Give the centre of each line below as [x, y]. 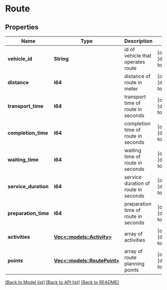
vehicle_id [20, 59]
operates [134, 62]
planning [134, 264]
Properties [22, 27]
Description [138, 41]
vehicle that [138, 56]
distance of [137, 76]
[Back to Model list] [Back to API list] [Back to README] [62, 282]
